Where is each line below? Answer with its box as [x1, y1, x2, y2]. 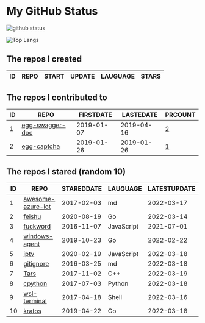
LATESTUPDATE [148, 185, 196, 193]
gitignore [23, 260, 49, 268]
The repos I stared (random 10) [6, 166, 126, 177]
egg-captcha [21, 142, 60, 151]
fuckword [23, 222, 51, 231]
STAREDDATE [62, 185, 103, 193]
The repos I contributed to [6, 93, 108, 103]
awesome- [23, 195, 56, 204]
